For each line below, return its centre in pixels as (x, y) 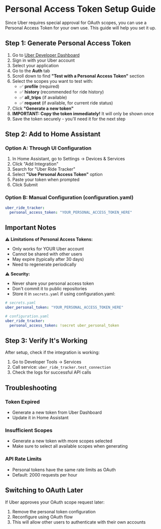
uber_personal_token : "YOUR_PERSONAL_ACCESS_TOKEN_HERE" (64, 307)
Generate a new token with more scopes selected (62, 441)
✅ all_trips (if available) (43, 97)
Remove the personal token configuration (54, 511)
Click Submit (25, 185)
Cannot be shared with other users (47, 254)
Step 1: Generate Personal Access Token (68, 43)
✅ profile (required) (39, 86)
